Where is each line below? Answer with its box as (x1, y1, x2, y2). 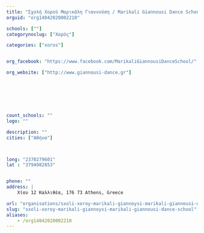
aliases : (6, 212, 29, 218)
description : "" (6, 129, 47, 135)
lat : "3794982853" (6, 162, 56, 168)
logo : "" (6, 118, 29, 124)
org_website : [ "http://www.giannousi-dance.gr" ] (6, 69, 132, 76)
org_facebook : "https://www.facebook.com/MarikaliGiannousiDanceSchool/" (6, 58, 197, 64)
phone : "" (6, 178, 32, 184)
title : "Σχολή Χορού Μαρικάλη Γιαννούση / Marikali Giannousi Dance (6, 9, 183, 15)
